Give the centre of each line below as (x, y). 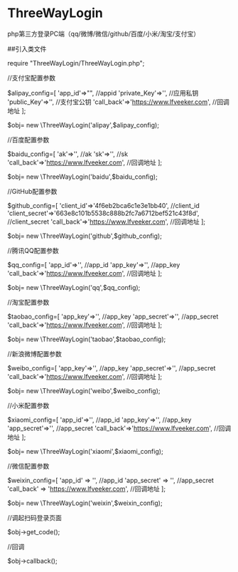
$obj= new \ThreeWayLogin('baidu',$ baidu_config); (82, 177)
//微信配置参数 (28, 466)
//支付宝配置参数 (32, 78)
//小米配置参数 (28, 405)
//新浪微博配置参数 (35, 353)
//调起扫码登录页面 (35, 517)
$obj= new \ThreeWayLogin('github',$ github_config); (85, 236)
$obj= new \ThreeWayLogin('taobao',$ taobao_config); (87, 339)
